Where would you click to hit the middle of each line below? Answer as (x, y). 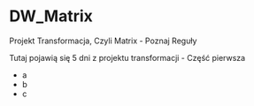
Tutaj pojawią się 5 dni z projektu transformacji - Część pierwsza (127, 57)
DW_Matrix (51, 16)
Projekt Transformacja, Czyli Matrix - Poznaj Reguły (103, 41)
